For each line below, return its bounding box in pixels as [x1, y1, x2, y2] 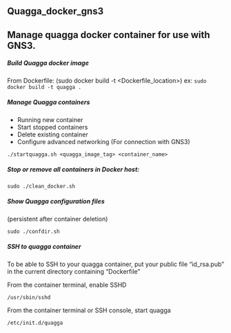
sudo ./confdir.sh [7, 228, 60, 235]
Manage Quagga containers [7, 98, 90, 106]
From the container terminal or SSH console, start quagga [7, 306, 171, 314]
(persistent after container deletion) [7, 214, 108, 223]
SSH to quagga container [7, 243, 81, 251]
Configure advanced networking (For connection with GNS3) [17, 137, 191, 145]
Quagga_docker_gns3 [7, 6, 104, 17]
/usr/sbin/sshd [7, 294, 51, 301]
